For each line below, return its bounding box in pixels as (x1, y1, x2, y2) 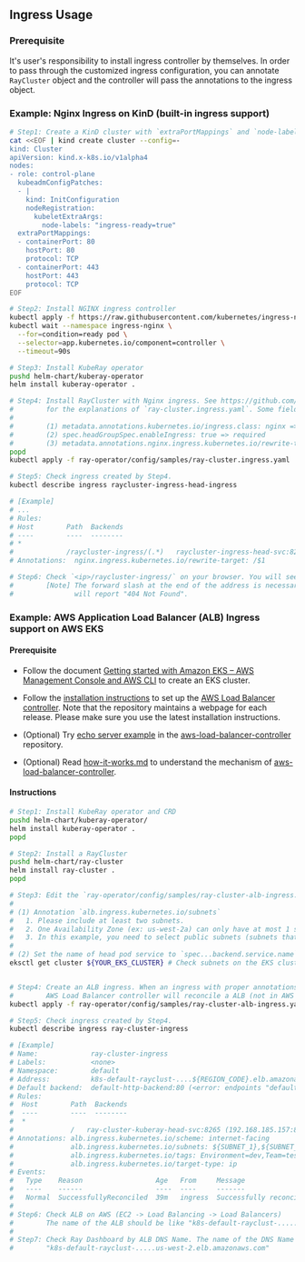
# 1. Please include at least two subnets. (9, 916, 184, 926)
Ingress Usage (9, 7, 93, 23)
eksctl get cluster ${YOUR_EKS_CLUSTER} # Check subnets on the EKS (9, 958, 274, 967)
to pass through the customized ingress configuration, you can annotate (9, 65, 280, 75)
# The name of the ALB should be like (9, 1218, 184, 1227)
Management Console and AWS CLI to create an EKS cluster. (22, 675, 251, 686)
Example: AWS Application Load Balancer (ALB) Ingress (9, 611, 261, 624)
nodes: (9, 161, 34, 171)
